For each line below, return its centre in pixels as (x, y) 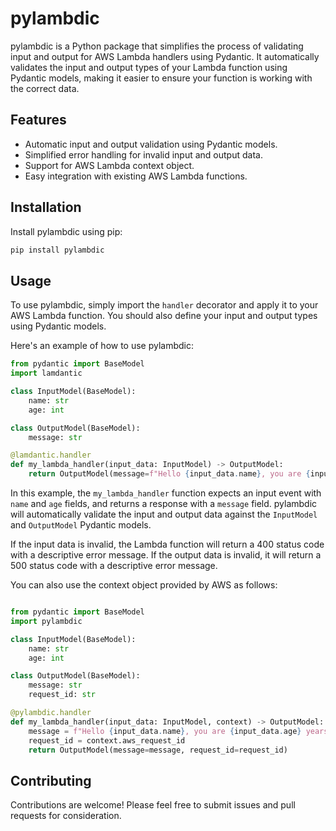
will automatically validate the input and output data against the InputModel (164, 514)
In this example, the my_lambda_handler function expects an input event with (166, 493)
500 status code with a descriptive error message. (114, 565)
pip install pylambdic (57, 250)
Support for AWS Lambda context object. (109, 165)
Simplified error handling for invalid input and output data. (143, 154)
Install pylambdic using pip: (66, 231)
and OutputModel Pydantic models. (81, 525)
